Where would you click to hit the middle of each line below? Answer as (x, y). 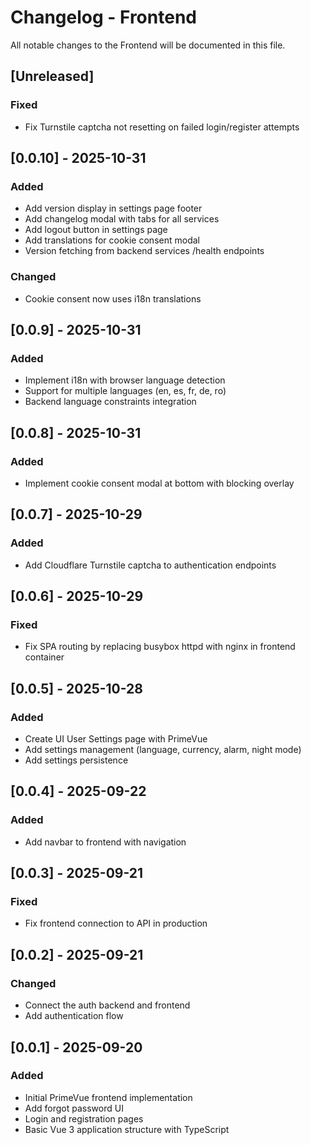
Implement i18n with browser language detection (125, 380)
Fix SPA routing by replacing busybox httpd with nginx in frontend (160, 647)
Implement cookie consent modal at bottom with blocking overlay (159, 483)
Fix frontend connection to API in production (116, 923)
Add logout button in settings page (96, 230)
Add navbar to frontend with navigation (105, 842)
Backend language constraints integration (110, 402)
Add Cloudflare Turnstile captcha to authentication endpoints (150, 565)
